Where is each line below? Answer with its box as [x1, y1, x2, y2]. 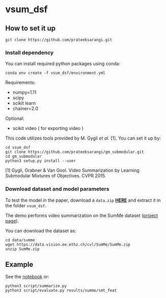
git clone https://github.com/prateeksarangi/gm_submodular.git [5, 149, 144, 155]
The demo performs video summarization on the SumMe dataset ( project [5, 212, 158, 219]
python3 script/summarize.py [5, 284, 67, 289]
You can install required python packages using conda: [5, 61, 120, 67]
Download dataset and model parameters [5, 185, 110, 193]
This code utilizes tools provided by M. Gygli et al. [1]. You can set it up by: [5, 135, 161, 141]
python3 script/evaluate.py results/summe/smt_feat [5, 288, 117, 293]
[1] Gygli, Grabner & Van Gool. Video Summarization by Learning [5, 167, 140, 174]
